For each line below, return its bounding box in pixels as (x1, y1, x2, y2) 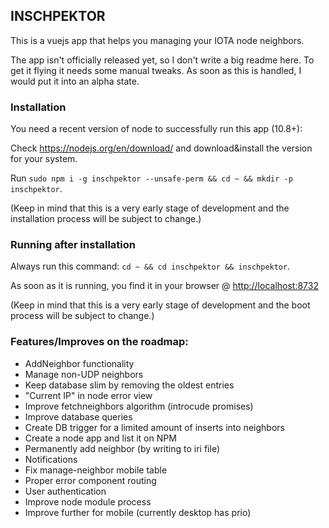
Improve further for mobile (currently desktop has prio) (24, 506, 252, 518)
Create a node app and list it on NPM (24, 432, 177, 444)
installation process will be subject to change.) (10, 213, 202, 225)
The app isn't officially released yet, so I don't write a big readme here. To (10, 54, 315, 66)
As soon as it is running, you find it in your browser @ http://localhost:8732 (10, 280, 319, 292)
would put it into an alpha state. (10, 75, 140, 87)
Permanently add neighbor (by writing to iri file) (24, 442, 221, 454)
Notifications (24, 453, 78, 465)
